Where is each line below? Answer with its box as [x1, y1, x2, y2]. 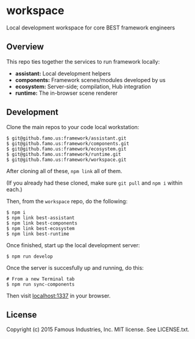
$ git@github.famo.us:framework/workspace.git [6, 157, 127, 163]
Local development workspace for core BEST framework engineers [6, 24, 175, 31]
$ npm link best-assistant [6, 215, 75, 221]
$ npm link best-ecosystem [6, 225, 75, 231]
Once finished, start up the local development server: [6, 241, 140, 248]
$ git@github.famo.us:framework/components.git [6, 140, 130, 147]
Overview [6, 42, 44, 52]
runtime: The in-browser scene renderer [15, 89, 118, 97]
